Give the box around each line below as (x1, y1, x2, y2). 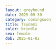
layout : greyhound (5, 7, 44, 13)
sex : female (5, 31, 31, 36)
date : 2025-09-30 (5, 12, 42, 17)
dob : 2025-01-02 (5, 36, 40, 41)
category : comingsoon (5, 17, 51, 22)
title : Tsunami (5, 21, 38, 27)
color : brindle (5, 27, 38, 32)
